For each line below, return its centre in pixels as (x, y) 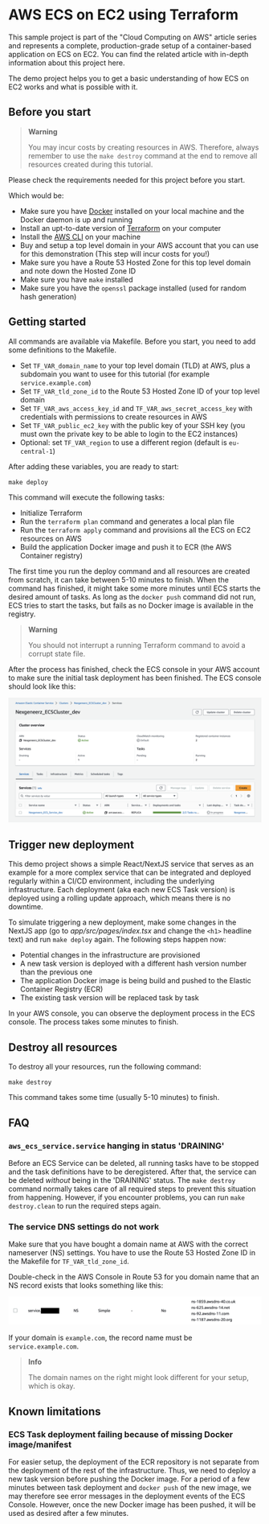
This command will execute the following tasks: (87, 497)
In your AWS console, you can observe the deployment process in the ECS (132, 1013)
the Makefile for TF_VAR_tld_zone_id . (69, 1262)
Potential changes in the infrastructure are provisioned (110, 955)
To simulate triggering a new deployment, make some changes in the (122, 922)
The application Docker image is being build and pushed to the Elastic (135, 981)
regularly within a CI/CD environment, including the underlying (112, 881)
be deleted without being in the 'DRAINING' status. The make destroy (122, 1180)
